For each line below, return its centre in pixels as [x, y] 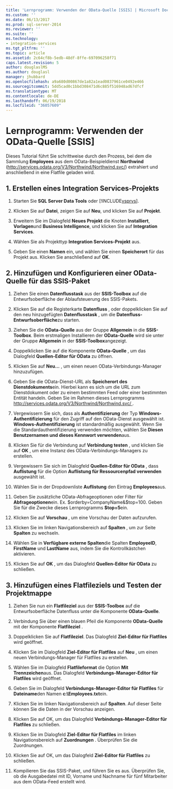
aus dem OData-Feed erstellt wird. [50, 781]
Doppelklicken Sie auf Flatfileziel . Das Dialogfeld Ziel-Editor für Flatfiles [90, 637]
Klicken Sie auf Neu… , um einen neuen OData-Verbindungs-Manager [87, 366]
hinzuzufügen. [28, 371]
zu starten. [69, 320]
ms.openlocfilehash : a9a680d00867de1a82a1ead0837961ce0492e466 [75, 82]
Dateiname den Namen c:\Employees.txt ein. [60, 694]
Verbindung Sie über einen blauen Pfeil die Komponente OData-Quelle [88, 621]
